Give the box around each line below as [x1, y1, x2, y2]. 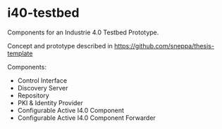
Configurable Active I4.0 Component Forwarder [17, 114, 156, 122]
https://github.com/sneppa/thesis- [113, 41, 215, 50]
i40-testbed [7, 5, 80, 21]
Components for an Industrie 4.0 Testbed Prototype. [7, 28, 159, 36]
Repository [17, 91, 49, 100]
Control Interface [17, 76, 68, 85]
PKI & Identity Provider [17, 98, 83, 107]
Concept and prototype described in [7, 41, 113, 50]
